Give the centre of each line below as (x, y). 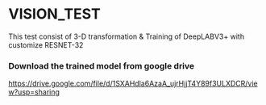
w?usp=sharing (34, 92)
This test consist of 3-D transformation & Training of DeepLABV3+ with (126, 36)
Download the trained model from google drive (102, 65)
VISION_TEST (54, 14)
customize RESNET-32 (46, 44)
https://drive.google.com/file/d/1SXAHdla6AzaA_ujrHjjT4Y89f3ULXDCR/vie (133, 84)
